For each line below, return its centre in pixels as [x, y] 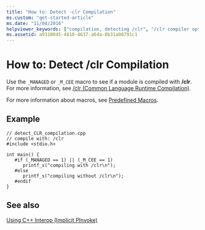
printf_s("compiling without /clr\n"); [73, 176]
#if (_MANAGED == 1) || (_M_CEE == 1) [64, 160]
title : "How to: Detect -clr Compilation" [61, 12]
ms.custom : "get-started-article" [50, 18]
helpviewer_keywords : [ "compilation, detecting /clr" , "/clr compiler [98, 29]
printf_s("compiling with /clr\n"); [69, 165]
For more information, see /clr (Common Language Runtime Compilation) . [99, 88]
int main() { [23, 154]
